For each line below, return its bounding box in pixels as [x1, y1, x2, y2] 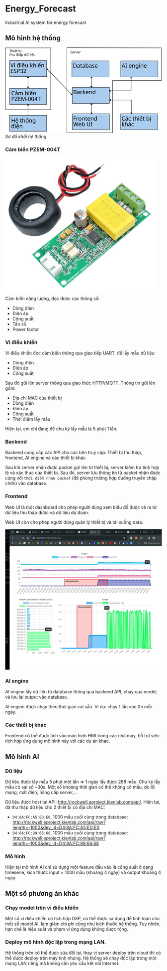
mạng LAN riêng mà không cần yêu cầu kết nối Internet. [5, 961, 120, 967]
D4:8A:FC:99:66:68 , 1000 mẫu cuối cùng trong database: [12, 830, 128, 836]
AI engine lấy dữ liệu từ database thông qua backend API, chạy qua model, [5, 689, 158, 695]
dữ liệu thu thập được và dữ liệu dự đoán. [5, 509, 89, 515]
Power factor [12, 326, 39, 332]
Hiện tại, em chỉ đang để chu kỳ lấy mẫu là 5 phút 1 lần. [5, 426, 118, 432]
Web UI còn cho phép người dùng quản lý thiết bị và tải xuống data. [5, 519, 143, 525]
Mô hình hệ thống [5, 34, 61, 42]
